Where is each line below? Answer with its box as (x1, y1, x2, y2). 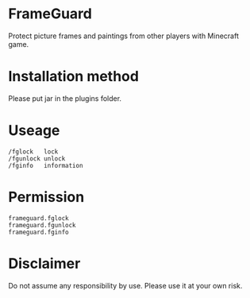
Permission (8, 188, 85, 206)
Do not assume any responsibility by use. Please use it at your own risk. (8, 281, 243, 290)
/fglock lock (8, 148, 59, 156)
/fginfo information (8, 161, 83, 169)
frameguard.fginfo (8, 228, 69, 236)
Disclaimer (8, 254, 81, 273)
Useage (8, 122, 60, 140)
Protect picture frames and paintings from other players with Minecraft (8, 31, 240, 41)
